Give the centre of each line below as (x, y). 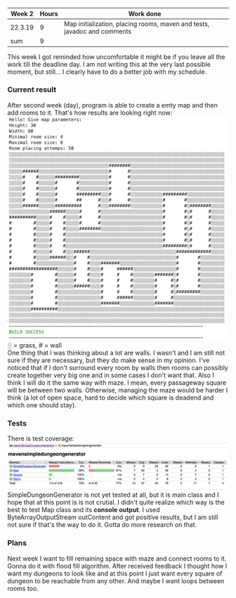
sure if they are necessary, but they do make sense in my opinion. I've (109, 360)
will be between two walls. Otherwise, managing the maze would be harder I (118, 390)
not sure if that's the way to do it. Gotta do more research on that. (102, 525)
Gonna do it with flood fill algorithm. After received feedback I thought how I (117, 566)
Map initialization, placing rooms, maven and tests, (137, 24)
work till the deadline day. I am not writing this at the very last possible (109, 64)
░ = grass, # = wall (34, 345)
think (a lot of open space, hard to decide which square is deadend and (111, 397)
